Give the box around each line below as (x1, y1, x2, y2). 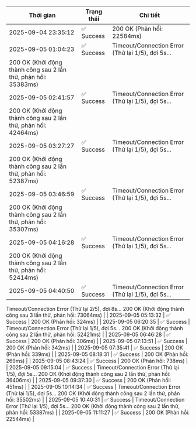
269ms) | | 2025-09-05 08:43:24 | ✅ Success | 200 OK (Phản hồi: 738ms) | (6, 357, 188, 364)
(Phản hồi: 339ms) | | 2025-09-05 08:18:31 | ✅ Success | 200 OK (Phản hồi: (6, 351, 188, 358)
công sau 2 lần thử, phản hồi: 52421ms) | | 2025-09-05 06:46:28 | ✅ (6, 331, 171, 338)
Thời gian (29, 11, 56, 19)
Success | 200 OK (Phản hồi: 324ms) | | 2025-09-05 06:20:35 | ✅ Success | (6, 319, 190, 325)
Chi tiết (139, 11, 160, 19)
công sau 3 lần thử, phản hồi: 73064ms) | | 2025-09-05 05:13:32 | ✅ (6, 311, 171, 319)
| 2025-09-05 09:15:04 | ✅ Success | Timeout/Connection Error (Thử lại (6, 364, 180, 371)
